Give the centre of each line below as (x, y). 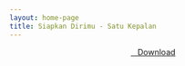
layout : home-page (44, 18)
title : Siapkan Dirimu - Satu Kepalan (83, 26)
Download (156, 52)
